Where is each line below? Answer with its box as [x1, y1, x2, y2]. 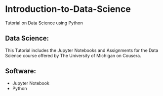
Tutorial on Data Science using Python [5, 20, 83, 26]
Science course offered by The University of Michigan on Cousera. [5, 52, 142, 58]
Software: [5, 67, 36, 75]
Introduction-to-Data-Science [5, 3, 131, 15]
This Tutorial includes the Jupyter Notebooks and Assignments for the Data [5, 47, 159, 53]
